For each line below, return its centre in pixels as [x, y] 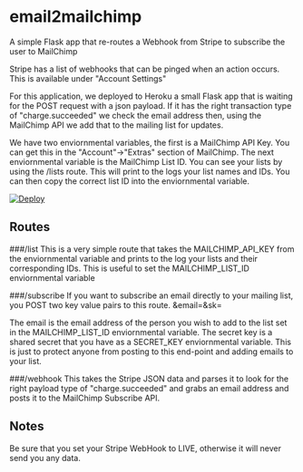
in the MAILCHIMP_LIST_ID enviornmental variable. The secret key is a [141, 332]
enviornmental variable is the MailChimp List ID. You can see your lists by [146, 161]
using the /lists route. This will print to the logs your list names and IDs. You [150, 171]
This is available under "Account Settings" [88, 78]
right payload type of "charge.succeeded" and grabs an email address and [149, 388]
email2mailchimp [76, 17]
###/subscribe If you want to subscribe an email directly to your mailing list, [151, 295]
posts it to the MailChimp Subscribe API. [85, 398]
